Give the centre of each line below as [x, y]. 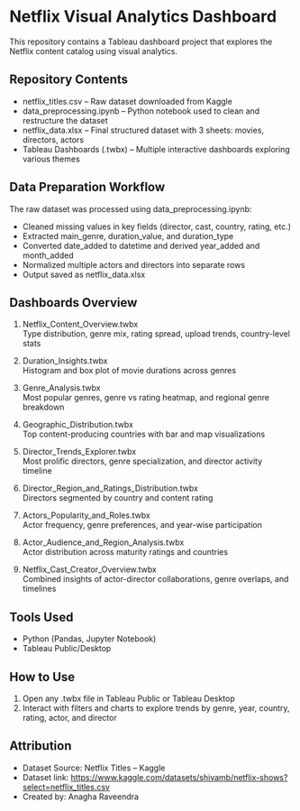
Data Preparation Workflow [87, 187]
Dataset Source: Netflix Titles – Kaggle [94, 768]
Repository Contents [69, 80]
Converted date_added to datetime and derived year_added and [141, 245]
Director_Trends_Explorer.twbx [79, 452]
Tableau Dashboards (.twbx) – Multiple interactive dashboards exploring [156, 149]
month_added [48, 255]
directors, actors [53, 139]
